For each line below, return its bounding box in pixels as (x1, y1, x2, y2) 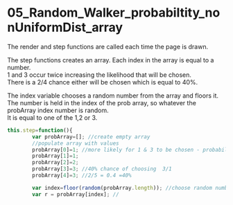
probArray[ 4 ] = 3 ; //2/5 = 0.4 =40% (32, 172, 132, 179)
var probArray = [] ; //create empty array (32, 133, 150, 140)
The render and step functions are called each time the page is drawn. (7, 42, 209, 51)
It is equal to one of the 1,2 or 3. (7, 113, 98, 122)
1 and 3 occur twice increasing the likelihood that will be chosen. (7, 71, 192, 79)
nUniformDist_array (7, 19, 123, 35)
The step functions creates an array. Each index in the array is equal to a (7, 55, 214, 64)
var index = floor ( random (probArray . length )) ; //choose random (32, 184, 213, 191)
